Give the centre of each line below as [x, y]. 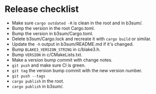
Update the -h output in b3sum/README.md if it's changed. [73, 44]
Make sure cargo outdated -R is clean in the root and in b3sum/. [77, 23]
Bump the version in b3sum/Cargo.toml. [52, 33]
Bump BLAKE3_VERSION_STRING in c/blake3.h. [56, 49]
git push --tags [28, 76]
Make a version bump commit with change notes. [62, 60]
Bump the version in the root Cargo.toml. [53, 28]
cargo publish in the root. [38, 81]
